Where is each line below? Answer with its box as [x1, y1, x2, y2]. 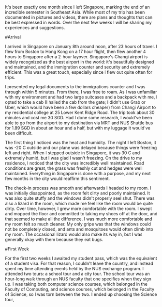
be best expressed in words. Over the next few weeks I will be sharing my [5, 19, 152, 25]
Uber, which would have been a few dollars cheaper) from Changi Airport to [5, 104, 156, 110]
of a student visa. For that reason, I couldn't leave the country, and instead [5, 260, 153, 266]
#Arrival [5, 34, 21, 40]
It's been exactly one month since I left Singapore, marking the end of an [5, 4, 150, 10]
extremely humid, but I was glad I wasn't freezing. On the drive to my [5, 155, 143, 161]
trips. [5, 75, 15, 80]
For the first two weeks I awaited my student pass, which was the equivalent [5, 256, 157, 261]
